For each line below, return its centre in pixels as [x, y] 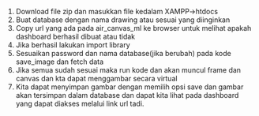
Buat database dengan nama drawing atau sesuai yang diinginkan [123, 20]
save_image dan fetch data [60, 62]
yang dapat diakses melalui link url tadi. [80, 103]
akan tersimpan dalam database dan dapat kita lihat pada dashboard [127, 95]
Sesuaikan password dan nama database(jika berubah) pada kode [123, 53]
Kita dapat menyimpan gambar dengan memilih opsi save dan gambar [129, 87]
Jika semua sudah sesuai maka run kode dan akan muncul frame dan [128, 70]
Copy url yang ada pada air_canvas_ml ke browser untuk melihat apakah [133, 28]
